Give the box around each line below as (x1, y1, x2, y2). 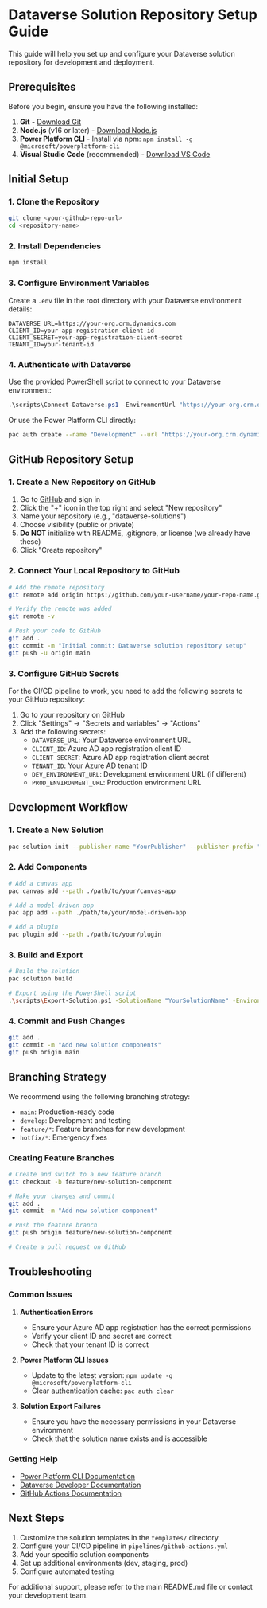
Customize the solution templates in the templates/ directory (19, 1532, 219, 1542)
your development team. (8, 1590, 89, 1600)
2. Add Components (8, 862, 87, 873)
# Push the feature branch (8, 1221, 98, 1230)
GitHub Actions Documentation (19, 1488, 122, 1498)
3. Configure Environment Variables (8, 277, 149, 288)
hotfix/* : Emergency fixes (19, 1133, 107, 1142)
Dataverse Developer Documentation (19, 1480, 141, 1489)
